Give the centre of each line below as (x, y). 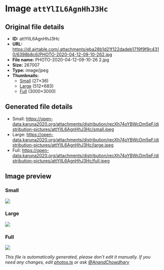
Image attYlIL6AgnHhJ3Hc (57, 9)
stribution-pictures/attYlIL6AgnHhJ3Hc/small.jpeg (63, 129)
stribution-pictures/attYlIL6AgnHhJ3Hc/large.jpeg (63, 145)
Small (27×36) (34, 81)
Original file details (35, 27)
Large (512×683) (37, 86)
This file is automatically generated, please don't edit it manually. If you (78, 257)
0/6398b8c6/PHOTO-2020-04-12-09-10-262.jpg (62, 54)
